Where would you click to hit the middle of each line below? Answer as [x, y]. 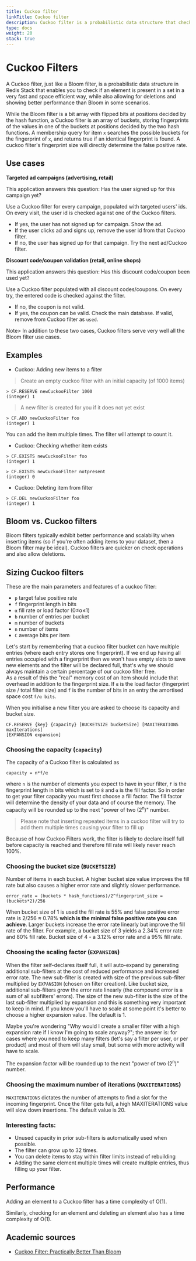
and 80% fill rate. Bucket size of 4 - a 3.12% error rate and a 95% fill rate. [94, 937]
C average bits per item [42, 635]
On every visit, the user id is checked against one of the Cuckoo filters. [91, 213]
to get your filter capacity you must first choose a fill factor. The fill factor [94, 797]
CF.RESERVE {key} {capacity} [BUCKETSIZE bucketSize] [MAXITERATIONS [92, 725]
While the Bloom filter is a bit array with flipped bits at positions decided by [96, 114]
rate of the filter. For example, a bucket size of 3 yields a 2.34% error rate [94, 931]
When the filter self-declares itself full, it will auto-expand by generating [92, 965]
